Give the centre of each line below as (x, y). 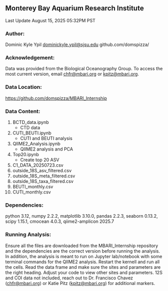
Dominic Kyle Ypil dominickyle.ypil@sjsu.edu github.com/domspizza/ (77, 44)
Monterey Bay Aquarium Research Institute (75, 8)
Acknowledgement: (30, 58)
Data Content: (23, 111)
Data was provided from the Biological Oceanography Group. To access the (84, 69)
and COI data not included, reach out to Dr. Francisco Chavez (69, 278)
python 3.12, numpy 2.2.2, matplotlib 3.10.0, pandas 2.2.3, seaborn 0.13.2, (81, 216)
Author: (15, 33)
